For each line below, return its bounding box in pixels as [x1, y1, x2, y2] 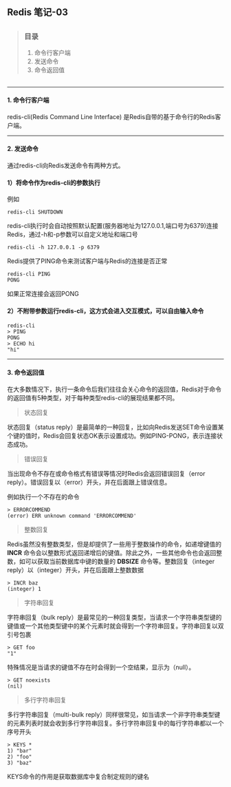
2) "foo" [7, 753, 32, 760]
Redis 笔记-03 [7, 6, 69, 19]
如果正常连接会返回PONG [7, 290, 79, 298]
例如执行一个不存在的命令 [7, 492, 80, 501]
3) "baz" [7, 759, 32, 766]
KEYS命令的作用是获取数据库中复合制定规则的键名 [7, 772, 150, 780]
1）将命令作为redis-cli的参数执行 [7, 178, 101, 187]
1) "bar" [7, 747, 32, 754]
